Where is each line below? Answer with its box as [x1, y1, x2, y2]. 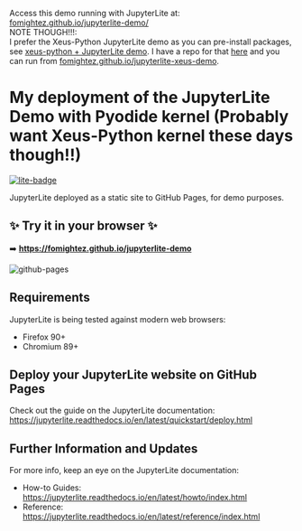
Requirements [9, 290, 90, 305]
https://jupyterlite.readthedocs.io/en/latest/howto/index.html [22, 492, 248, 503]
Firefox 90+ [22, 331, 66, 342]
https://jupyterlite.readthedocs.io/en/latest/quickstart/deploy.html [9, 415, 253, 425]
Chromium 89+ [22, 340, 79, 351]
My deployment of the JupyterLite [9, 88, 270, 107]
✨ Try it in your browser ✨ [9, 219, 158, 234]
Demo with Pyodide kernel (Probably [9, 107, 289, 127]
